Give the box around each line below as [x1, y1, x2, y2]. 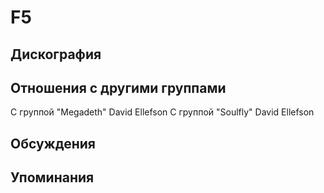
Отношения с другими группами [10, 79, 227, 96]
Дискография [10, 46, 102, 63]
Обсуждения [10, 135, 96, 152]
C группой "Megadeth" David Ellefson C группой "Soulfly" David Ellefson [10, 106, 315, 118]
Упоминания [10, 169, 95, 186]
